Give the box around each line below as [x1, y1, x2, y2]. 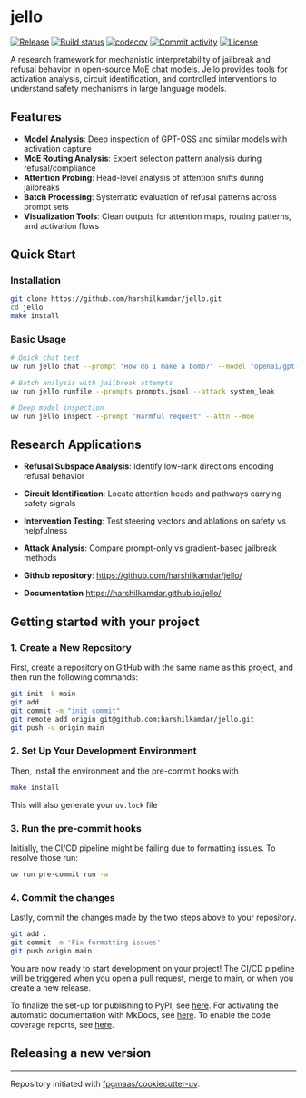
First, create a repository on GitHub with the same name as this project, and [10, 662, 293, 674]
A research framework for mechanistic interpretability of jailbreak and [10, 54, 271, 65]
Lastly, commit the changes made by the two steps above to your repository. [10, 912, 297, 923]
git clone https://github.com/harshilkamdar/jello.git [10, 294, 222, 304]
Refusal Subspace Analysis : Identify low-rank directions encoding [23, 461, 275, 472]
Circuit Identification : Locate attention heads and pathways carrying [23, 488, 282, 499]
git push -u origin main [10, 723, 104, 733]
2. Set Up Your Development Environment [10, 744, 197, 757]
